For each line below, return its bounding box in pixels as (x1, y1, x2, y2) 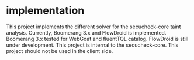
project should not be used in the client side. (6, 47, 113, 54)
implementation (6, 4, 85, 17)
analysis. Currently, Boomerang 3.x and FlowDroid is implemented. (6, 29, 167, 36)
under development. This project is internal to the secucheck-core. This (6, 42, 179, 48)
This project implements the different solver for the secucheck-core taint (6, 23, 181, 30)
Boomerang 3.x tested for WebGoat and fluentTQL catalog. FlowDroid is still (6, 35, 189, 42)
